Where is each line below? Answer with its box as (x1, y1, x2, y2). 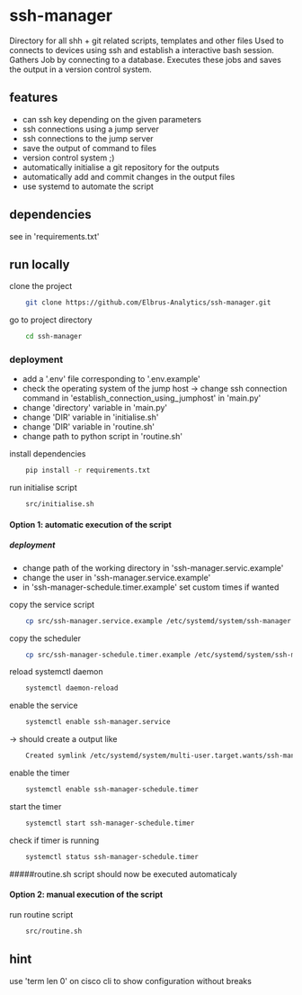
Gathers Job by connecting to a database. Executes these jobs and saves (9, 54, 281, 65)
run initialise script (9, 483, 78, 493)
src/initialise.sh (25, 500, 94, 509)
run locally (9, 257, 70, 272)
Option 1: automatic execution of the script (9, 519, 173, 529)
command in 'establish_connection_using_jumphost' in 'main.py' (22, 393, 262, 403)
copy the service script (9, 599, 95, 610)
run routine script (9, 909, 74, 919)
